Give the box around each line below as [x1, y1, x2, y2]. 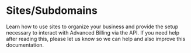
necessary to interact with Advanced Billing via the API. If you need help [6, 29, 180, 36]
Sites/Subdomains [6, 4, 98, 17]
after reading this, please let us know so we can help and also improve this [6, 35, 186, 42]
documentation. [6, 41, 44, 48]
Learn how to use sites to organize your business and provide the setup [6, 23, 179, 30]
